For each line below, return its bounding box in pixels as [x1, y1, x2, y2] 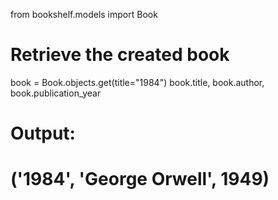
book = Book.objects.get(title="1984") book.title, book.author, [10, 76, 265, 88]
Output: [10, 122, 76, 145]
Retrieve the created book [10, 44, 230, 66]
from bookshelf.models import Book [10, 9, 158, 20]
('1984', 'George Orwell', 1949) [10, 168, 270, 191]
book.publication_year [10, 87, 102, 99]
